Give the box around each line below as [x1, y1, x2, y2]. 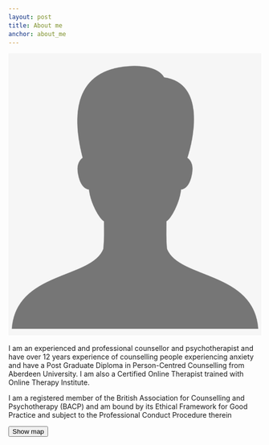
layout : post [8, 13, 52, 21]
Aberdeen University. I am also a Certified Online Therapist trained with [8, 369, 244, 378]
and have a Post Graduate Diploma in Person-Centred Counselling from [8, 360, 245, 369]
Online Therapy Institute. [8, 378, 90, 387]
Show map [12, 427, 44, 435]
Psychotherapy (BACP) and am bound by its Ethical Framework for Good [8, 402, 248, 411]
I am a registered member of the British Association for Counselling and [8, 393, 245, 402]
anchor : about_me [8, 30, 67, 38]
